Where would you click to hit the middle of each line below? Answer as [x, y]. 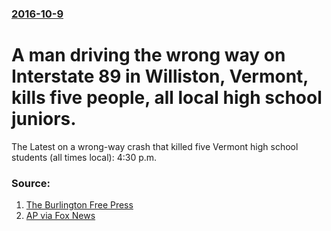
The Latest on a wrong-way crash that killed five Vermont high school [155, 146]
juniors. [44, 119]
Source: [31, 183]
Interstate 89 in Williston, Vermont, [160, 76]
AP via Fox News [60, 216]
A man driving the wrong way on [148, 55]
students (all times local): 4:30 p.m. [84, 157]
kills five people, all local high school [167, 98]
